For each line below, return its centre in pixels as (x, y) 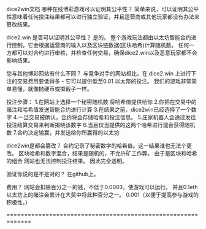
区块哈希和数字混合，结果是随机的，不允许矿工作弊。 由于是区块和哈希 (108, 153)
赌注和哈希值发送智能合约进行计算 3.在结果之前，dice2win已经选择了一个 (99, 110)
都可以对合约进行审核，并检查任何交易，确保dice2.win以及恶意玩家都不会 (104, 53)
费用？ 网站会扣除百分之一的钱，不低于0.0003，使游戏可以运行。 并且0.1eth (102, 187)
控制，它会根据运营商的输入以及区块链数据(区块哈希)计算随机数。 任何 (100, 45)
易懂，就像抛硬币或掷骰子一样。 (52, 89)
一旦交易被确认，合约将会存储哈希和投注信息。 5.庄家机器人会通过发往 (107, 117)
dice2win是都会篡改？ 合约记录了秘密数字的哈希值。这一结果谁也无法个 (97, 146)
